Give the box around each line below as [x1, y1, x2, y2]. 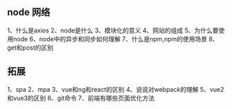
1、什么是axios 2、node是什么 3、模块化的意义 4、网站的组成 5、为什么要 [7, 26, 220, 34]
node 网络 [7, 6, 51, 19]
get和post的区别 [7, 43, 54, 52]
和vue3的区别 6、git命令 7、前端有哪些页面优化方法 [7, 94, 154, 102]
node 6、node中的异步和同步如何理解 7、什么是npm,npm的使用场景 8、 [12, 34, 220, 43]
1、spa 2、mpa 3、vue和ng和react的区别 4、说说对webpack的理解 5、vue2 [7, 85, 224, 93]
